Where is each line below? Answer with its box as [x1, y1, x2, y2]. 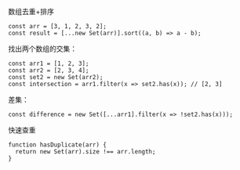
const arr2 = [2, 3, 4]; [8, 67, 89, 74]
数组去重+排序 [8, 7, 55, 16]
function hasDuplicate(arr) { [8, 141, 107, 149]
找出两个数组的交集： [8, 44, 77, 53]
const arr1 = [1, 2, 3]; [8, 60, 89, 67]
